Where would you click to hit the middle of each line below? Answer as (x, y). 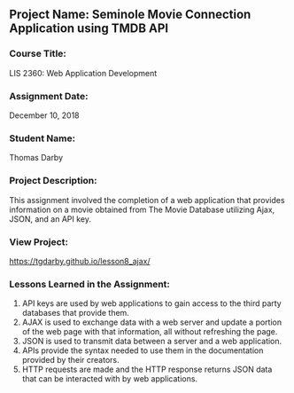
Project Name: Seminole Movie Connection (130, 15)
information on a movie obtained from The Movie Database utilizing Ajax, (142, 209)
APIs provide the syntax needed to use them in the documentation (143, 350)
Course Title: (38, 54)
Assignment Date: (49, 96)
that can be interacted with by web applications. (109, 379)
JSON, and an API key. (50, 219)
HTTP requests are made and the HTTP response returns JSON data (147, 369)
